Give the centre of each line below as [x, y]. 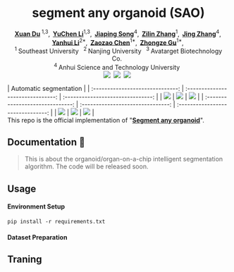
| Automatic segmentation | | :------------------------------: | [96, 88]
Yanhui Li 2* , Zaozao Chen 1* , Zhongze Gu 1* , [118, 42]
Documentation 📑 [47, 142]
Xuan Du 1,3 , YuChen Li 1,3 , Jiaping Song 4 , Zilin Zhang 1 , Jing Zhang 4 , [118, 33]
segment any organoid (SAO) [118, 13]
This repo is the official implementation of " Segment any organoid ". [106, 120]
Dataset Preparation [37, 237]
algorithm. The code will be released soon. [86, 166]
